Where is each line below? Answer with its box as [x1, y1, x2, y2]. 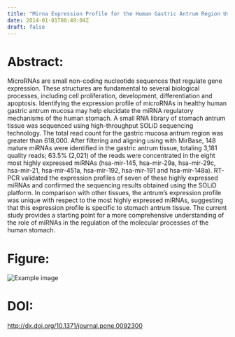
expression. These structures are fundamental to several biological [7, 84, 200, 93]
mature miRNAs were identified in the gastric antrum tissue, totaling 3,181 [7, 144, 218, 152]
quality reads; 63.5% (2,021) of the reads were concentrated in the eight [7, 152, 215, 160]
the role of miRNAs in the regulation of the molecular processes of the [7, 218, 209, 227]
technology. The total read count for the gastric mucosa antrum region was [7, 129, 224, 138]
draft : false [7, 23, 45, 30]
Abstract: [7, 53, 64, 70]
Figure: [7, 251, 50, 267]
